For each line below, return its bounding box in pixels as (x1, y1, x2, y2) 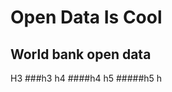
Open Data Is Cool (10, 6, 163, 29)
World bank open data (10, 46, 152, 63)
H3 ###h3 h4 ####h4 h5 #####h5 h (10, 72, 163, 84)
